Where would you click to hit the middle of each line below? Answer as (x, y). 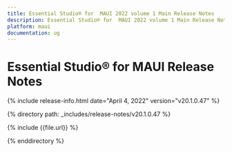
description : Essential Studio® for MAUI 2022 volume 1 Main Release (111, 20)
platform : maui (29, 26)
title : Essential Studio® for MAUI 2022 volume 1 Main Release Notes (111, 13)
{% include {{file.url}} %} (43, 128)
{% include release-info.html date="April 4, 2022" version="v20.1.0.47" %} (114, 101)
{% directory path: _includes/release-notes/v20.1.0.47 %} (89, 114)
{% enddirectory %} (36, 141)
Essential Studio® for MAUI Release (111, 67)
